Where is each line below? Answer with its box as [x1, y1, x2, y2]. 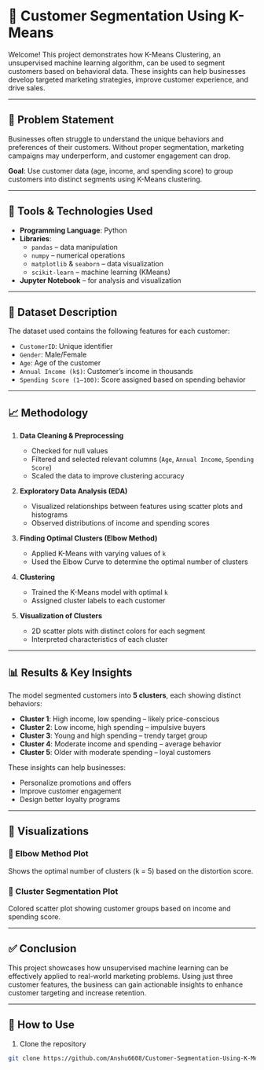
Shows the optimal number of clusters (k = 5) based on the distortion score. [8, 866, 254, 875]
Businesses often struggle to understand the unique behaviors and [8, 134, 224, 144]
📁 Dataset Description [8, 306, 118, 319]
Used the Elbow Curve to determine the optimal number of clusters [31, 557, 249, 566]
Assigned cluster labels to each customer [31, 596, 166, 606]
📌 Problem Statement [8, 113, 115, 126]
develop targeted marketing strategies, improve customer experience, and [8, 75, 249, 84]
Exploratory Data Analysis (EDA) [19, 486, 128, 496]
